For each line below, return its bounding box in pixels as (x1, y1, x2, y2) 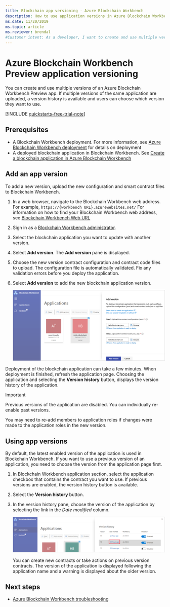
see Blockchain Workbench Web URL (12, 214, 91, 220)
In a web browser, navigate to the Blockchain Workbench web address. (12, 198, 161, 205)
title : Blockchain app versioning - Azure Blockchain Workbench (5, 8, 144, 13)
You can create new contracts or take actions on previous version (12, 557, 150, 563)
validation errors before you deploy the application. (12, 270, 120, 276)
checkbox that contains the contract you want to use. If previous (12, 476, 147, 482)
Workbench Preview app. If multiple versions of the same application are (5, 90, 157, 96)
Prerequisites (5, 126, 49, 134)
